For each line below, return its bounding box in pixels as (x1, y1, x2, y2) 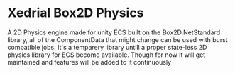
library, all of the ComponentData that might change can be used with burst (7, 35, 229, 44)
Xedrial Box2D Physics (7, 5, 144, 21)
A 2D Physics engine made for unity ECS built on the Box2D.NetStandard (7, 28, 221, 36)
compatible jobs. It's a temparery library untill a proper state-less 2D (7, 43, 207, 51)
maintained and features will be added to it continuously (7, 58, 172, 66)
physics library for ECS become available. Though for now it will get (7, 51, 206, 59)
